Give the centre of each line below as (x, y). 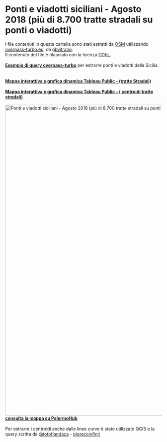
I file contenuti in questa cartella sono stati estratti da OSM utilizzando (77, 44)
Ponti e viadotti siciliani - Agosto (73, 9)
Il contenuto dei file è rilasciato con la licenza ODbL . (58, 54)
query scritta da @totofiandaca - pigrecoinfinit (53, 434)
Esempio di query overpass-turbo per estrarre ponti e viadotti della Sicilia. (82, 65)
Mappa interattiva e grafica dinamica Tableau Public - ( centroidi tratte (79, 91)
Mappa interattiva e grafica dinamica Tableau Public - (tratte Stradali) (78, 81)
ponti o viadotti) (39, 30)
